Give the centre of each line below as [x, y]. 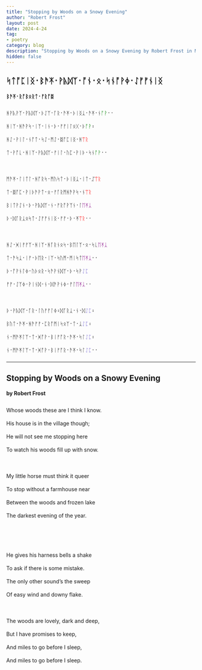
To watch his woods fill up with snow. [53, 450]
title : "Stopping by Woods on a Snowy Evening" [67, 12]
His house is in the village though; [48, 423]
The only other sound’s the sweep [48, 581]
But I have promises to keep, [41, 634]
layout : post [23, 23]
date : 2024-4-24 [26, 29]
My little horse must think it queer [48, 476]
